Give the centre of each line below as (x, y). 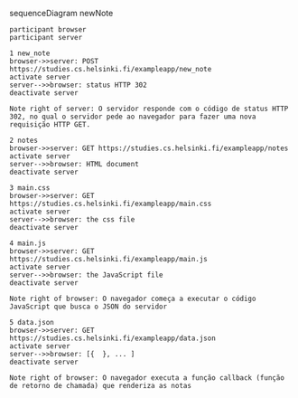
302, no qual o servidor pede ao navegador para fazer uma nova (133, 117)
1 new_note (30, 53)
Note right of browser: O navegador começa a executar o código (133, 298)
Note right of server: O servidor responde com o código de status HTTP (149, 109)
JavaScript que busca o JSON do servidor (88, 307)
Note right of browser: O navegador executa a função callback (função (147, 378)
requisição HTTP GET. (50, 125)
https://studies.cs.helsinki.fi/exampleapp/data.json (113, 338)
